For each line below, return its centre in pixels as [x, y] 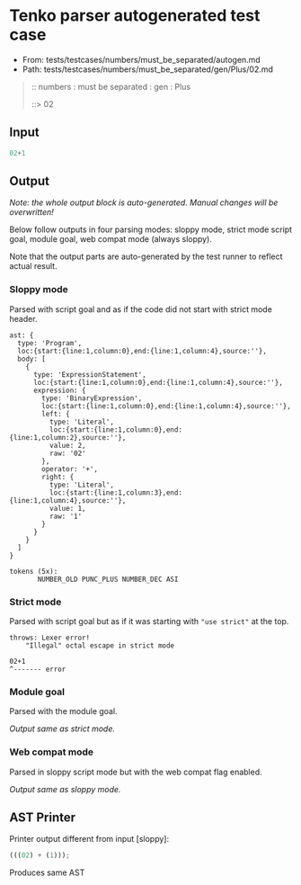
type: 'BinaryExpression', [92, 398]
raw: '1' [66, 516]
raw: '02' [68, 453]
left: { [56, 414]
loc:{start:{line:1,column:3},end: [115, 492]
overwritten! [31, 212]
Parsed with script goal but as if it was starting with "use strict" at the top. [149, 621]
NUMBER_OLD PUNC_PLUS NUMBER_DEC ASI [108, 579]
